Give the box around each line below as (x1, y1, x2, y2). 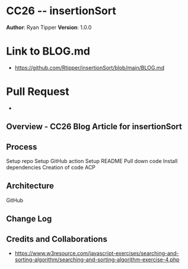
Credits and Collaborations (6, 234, 108, 244)
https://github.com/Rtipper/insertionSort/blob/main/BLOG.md (14, 64, 165, 71)
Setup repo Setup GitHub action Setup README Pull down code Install (6, 158, 178, 165)
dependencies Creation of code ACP (6, 164, 96, 171)
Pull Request (6, 85, 69, 98)
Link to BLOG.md (6, 44, 91, 58)
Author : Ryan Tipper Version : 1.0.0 (6, 24, 92, 31)
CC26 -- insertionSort (6, 4, 117, 18)
